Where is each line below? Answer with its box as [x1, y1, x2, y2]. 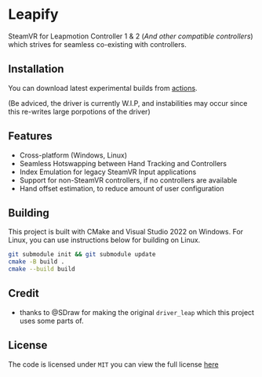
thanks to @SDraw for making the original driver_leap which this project [19, 307, 255, 317]
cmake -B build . [8, 258, 65, 266]
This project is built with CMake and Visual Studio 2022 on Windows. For [8, 227, 244, 237]
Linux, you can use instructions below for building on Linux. [8, 235, 201, 245]
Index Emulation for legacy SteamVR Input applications [19, 167, 197, 176]
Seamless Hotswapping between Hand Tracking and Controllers [19, 158, 227, 168]
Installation [8, 63, 64, 76]
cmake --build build [8, 265, 76, 274]
